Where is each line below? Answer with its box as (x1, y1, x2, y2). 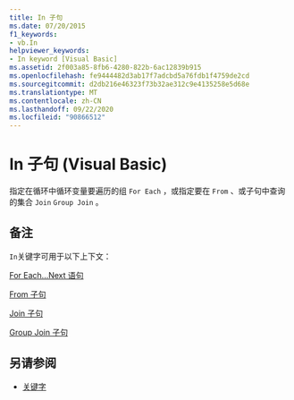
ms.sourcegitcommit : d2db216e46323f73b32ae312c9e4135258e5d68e (9, 80, 250, 89)
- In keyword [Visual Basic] (9, 55, 118, 64)
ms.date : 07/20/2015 (9, 21, 87, 30)
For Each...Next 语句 (9, 269, 84, 280)
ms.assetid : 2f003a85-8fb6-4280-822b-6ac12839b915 (9, 64, 202, 72)
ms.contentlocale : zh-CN (9, 96, 102, 106)
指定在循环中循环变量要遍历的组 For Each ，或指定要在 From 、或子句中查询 (9, 185, 286, 197)
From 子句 (9, 288, 46, 300)
